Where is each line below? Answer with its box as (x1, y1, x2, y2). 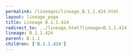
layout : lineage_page (5, 14, 59, 20)
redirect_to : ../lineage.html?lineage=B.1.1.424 (5, 24, 127, 31)
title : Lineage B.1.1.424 (5, 19, 69, 25)
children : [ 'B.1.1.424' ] (5, 41, 66, 47)
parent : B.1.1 (5, 36, 41, 41)
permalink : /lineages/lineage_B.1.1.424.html (5, 8, 119, 15)
